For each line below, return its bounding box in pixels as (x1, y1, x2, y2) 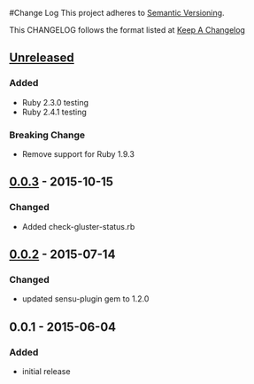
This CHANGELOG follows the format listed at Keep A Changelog (9, 25, 246, 35)
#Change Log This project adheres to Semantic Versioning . (9, 8, 225, 18)
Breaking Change (9, 129, 86, 141)
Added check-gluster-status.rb (21, 221, 135, 231)
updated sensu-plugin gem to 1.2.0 (21, 294, 150, 304)
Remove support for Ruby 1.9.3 (21, 148, 135, 159)
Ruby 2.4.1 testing (21, 106, 87, 117)
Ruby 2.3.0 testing (21, 97, 89, 107)
